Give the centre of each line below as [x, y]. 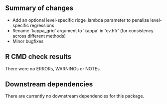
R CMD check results [38, 57]
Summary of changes [39, 8]
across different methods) [39, 36]
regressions [42, 25]
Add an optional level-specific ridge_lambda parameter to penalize [81, 20]
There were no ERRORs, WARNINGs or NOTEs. [53, 68]
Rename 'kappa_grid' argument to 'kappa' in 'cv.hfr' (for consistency [83, 30]
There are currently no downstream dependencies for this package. [75, 96]
